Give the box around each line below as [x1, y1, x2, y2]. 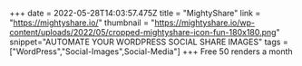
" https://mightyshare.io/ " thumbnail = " [9, 17, 155, 28]
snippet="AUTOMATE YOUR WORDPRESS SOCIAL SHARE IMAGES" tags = [9, 36, 288, 47]
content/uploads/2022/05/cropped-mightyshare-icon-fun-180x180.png [9, 27, 277, 37]
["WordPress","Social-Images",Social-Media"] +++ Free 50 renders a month [9, 46, 293, 57]
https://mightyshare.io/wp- [153, 17, 256, 28]
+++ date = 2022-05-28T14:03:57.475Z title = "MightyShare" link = [9, 8, 261, 18]
